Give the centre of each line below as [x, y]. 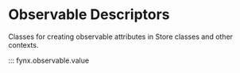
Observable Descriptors [89, 15]
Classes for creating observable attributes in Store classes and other [120, 36]
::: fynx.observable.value [49, 60]
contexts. [23, 44]
